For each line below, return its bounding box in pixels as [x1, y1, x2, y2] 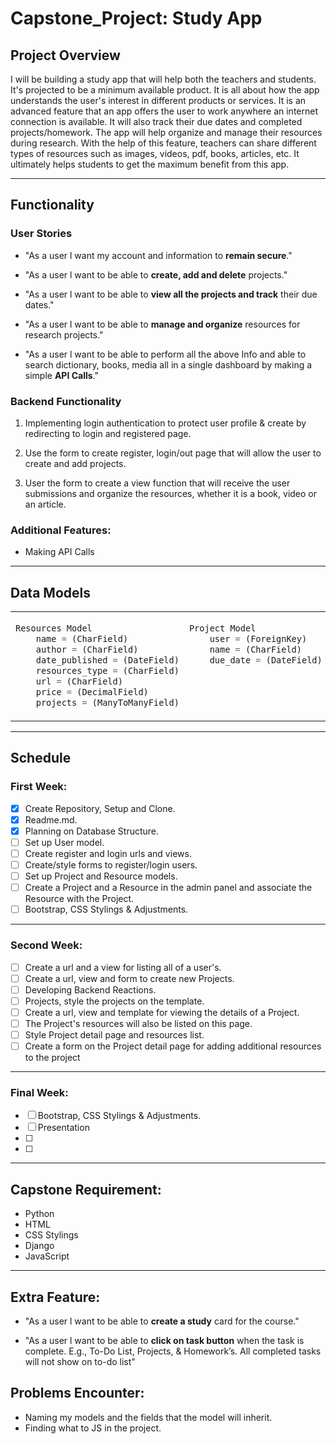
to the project [24, 1052, 81, 1064]
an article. [24, 498, 67, 510]
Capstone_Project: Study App [10, 7, 263, 30]
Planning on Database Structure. [24, 825, 160, 837]
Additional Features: [10, 523, 112, 537]
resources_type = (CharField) [35, 665, 180, 677]
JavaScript [24, 1250, 70, 1262]
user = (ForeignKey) [209, 633, 308, 645]
